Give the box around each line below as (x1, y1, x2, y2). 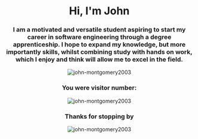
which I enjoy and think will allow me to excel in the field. (16, 55, 183, 64)
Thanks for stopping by (64, 112, 135, 121)
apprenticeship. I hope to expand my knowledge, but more (13, 41, 186, 49)
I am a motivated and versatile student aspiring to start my (13, 26, 186, 34)
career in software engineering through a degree (27, 33, 172, 41)
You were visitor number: (62, 84, 137, 92)
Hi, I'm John (69, 4, 130, 18)
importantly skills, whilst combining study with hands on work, (6, 48, 193, 56)
